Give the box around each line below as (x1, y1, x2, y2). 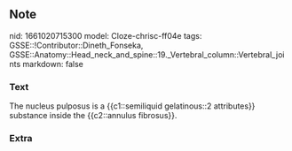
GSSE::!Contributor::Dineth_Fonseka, (9, 40, 144, 50)
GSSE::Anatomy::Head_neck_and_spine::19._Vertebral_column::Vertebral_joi (9, 49, 285, 60)
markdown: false (22, 58, 84, 69)
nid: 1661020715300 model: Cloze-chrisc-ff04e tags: (9, 30, 202, 41)
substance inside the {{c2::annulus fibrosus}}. (9, 110, 178, 121)
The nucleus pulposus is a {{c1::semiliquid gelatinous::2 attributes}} (9, 101, 256, 111)
